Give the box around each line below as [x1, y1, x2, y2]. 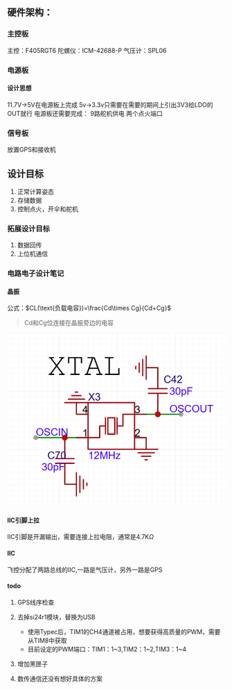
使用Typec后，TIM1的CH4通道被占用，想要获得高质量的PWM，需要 [27, 627, 221, 636]
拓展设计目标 [7, 224, 51, 233]
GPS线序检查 [17, 598, 55, 606]
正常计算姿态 [17, 187, 54, 196]
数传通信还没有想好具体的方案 [17, 674, 102, 683]
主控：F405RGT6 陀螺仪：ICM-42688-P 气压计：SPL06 [7, 46, 167, 54]
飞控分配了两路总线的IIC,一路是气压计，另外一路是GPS [7, 565, 163, 574]
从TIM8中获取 [27, 636, 67, 645]
